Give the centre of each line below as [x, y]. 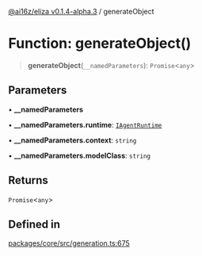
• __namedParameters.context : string [72, 140]
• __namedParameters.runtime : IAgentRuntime [85, 124]
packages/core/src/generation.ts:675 [69, 243]
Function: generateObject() [100, 44]
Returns [29, 180]
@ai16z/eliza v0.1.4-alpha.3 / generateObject [81, 11]
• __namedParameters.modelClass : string [79, 155]
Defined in [34, 224]
